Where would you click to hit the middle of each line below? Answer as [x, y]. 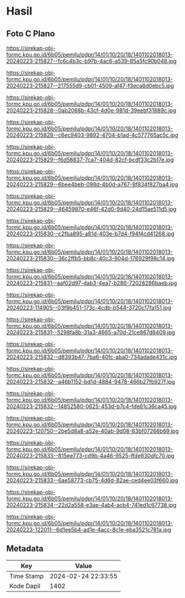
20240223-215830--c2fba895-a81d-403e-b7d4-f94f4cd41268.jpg [90, 234]
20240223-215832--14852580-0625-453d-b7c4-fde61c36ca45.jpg [92, 406]
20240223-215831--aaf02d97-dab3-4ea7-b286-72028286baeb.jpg [92, 283]
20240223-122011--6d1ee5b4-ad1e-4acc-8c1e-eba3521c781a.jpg [89, 530]
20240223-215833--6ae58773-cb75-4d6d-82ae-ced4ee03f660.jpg [92, 480]
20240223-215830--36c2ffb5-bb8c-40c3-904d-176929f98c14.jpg [90, 258]
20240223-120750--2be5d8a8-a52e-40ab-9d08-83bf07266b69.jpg [92, 431]
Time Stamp [27, 576]
